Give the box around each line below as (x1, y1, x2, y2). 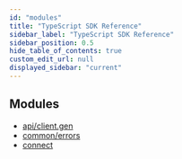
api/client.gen (22, 120, 74, 131)
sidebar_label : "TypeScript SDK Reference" (9, 30, 175, 39)
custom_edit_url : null (9, 55, 94, 64)
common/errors (22, 129, 81, 140)
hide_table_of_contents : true (9, 47, 123, 56)
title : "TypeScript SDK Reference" (9, 22, 143, 31)
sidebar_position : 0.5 (9, 38, 94, 48)
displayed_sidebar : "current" (9, 64, 123, 73)
